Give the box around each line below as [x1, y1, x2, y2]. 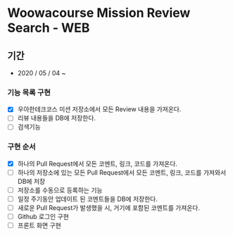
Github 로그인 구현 [17, 213, 69, 221]
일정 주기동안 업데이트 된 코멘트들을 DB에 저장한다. [17, 194, 158, 203]
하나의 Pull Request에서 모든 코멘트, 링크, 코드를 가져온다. [17, 159, 178, 168]
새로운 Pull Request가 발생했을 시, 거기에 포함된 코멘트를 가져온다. [17, 204, 201, 212]
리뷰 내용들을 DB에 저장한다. [17, 114, 96, 123]
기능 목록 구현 [7, 87, 51, 97]
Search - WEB [7, 20, 90, 36]
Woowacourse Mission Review [7, 5, 191, 21]
